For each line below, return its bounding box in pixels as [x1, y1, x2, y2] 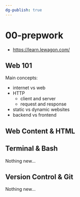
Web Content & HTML [5, 126, 75, 136]
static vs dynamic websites [12, 106, 70, 113]
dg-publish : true [5, 7, 42, 13]
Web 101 [5, 61, 32, 70]
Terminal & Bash [5, 144, 58, 153]
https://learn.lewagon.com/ [12, 47, 70, 53]
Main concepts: [5, 75, 38, 81]
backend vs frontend [12, 112, 57, 118]
